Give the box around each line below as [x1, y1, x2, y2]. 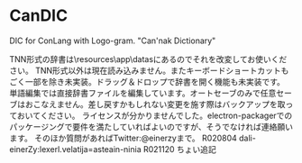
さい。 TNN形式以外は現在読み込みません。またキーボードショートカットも [9, 65, 289, 76]
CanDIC [9, 5, 69, 26]
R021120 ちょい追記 [142, 143, 216, 154]
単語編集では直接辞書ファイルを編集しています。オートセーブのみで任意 [9, 87, 277, 98]
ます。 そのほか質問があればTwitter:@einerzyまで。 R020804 [9, 132, 237, 143]
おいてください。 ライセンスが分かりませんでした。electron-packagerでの [16, 110, 293, 121]
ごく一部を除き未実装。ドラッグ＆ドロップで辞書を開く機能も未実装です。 [9, 76, 286, 86]
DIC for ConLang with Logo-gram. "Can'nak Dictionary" [9, 35, 216, 46]
